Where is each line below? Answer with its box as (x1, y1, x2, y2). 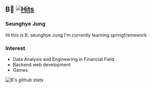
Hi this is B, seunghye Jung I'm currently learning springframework (5, 32, 147, 38)
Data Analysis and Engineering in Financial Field (12, 56, 115, 62)
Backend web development (12, 62, 71, 68)
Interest (5, 44, 26, 51)
